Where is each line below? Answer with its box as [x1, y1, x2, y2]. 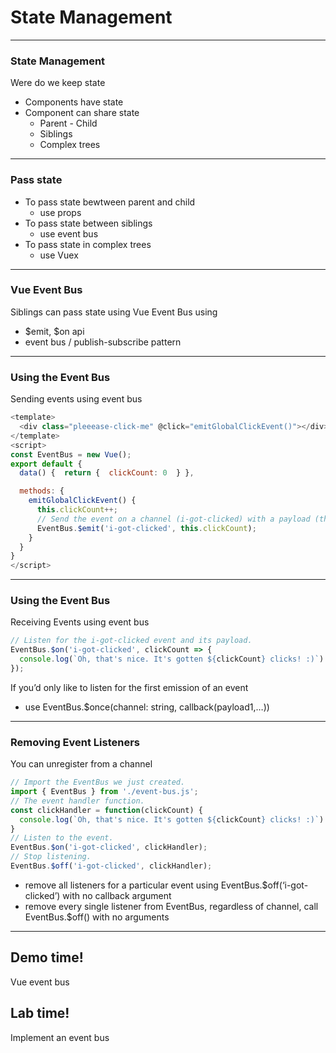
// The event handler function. [10, 796, 145, 806]
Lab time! [10, 1005, 70, 1022]
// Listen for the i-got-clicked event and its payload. [10, 636, 253, 646]
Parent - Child [39, 117, 98, 130]
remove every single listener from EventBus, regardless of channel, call [24, 900, 319, 912]
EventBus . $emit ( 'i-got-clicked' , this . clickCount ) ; [36, 523, 257, 533]
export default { [10, 459, 83, 469]
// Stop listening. [10, 852, 92, 862]
